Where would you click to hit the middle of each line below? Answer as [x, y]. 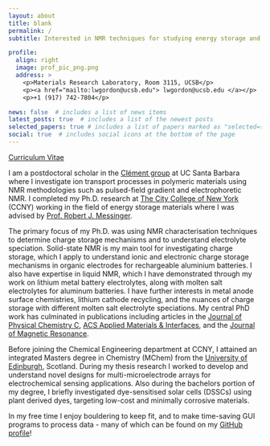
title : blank [30, 23]
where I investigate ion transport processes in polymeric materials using [128, 181]
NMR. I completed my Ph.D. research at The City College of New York [124, 198]
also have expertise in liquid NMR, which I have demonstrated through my [130, 273]
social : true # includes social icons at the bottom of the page [122, 135]
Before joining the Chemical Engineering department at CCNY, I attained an [133, 349]
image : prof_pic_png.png [57, 68]
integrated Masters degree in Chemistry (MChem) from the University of [128, 358]
